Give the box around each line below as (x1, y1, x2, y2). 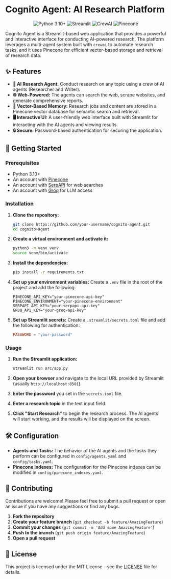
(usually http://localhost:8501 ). (12, 381, 82, 387)
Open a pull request (12, 535, 56, 541)
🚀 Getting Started (5, 144, 62, 153)
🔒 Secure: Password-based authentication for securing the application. (12, 127, 162, 133)
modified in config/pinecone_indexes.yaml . (12, 469, 103, 475)
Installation (5, 200, 34, 207)
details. (5, 569, 21, 575)
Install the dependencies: (12, 260, 68, 266)
